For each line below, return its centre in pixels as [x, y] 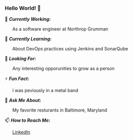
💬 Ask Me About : [23, 100]
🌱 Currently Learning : [28, 39]
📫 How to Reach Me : [28, 120]
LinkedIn [21, 132]
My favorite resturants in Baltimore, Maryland [60, 110]
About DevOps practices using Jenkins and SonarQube [70, 49]
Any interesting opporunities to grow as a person [63, 69]
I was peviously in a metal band [45, 91]
